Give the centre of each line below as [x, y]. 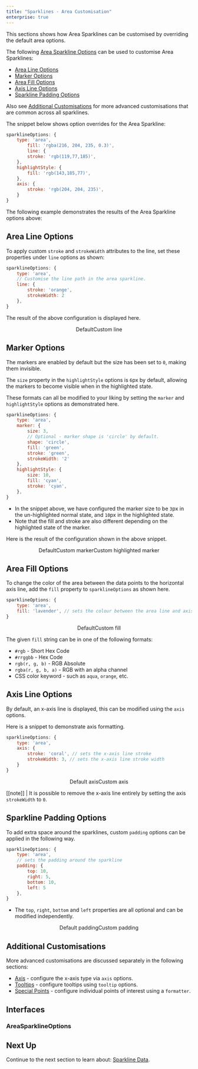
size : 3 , [38, 431]
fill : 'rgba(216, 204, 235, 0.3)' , [71, 145]
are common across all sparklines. [48, 112]
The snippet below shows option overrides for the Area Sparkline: [86, 124]
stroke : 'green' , [48, 453]
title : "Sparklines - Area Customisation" [59, 12]
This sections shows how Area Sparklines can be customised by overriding [97, 34]
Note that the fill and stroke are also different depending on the [91, 521]
